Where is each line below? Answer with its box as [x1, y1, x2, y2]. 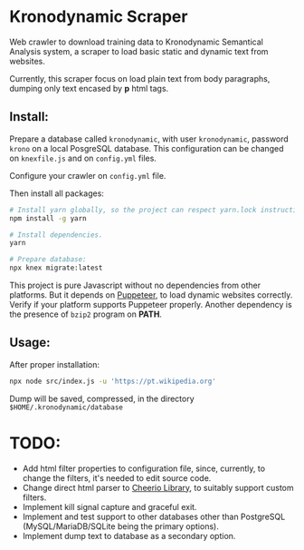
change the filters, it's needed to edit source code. [22, 472, 212, 483]
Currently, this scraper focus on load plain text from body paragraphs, [9, 73, 271, 83]
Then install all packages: [9, 188, 104, 199]
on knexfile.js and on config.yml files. [9, 152, 157, 163]
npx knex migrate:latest [9, 263, 103, 273]
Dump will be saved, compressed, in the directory [9, 393, 195, 404]
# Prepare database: [9, 255, 88, 264]
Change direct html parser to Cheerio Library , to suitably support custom [22, 482, 294, 493]
